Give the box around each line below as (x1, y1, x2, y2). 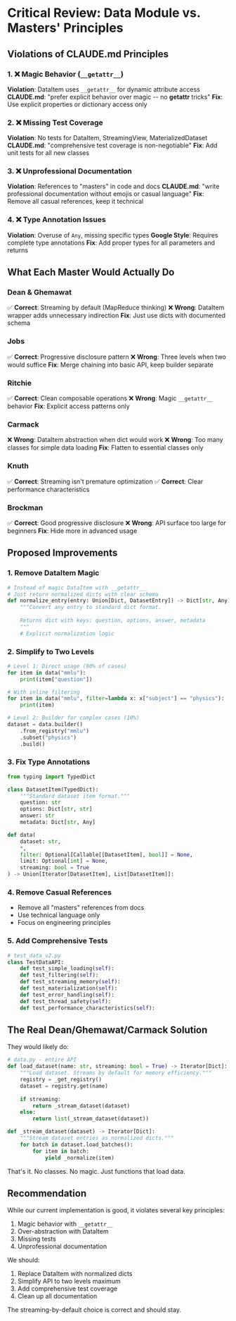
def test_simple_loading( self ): (20, 965, 114, 972)
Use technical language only (17, 911, 100, 919)
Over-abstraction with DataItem (17, 1227, 109, 1236)
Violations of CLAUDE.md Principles (7, 48, 169, 60)
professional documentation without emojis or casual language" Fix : (7, 190, 204, 198)
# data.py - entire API (7, 1056, 77, 1064)
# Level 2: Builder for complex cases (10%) (7, 714, 140, 722)
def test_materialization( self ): (20, 985, 118, 992)
